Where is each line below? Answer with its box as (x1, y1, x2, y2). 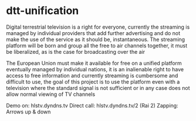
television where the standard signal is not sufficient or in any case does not (6, 84, 190, 91)
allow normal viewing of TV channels (6, 91, 96, 98)
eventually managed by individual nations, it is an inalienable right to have (6, 65, 184, 72)
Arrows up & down (6, 108, 51, 115)
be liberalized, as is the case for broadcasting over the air (6, 48, 146, 55)
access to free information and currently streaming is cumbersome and (6, 72, 178, 79)
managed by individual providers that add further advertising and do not (6, 29, 181, 36)
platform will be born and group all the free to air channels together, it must (6, 42, 188, 49)
